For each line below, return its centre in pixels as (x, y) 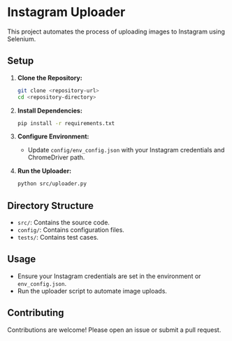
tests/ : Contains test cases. (58, 238)
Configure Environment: (53, 136)
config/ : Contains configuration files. (71, 230)
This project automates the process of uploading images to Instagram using (116, 31)
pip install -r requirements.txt (66, 123)
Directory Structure (51, 206)
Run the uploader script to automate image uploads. (92, 291)
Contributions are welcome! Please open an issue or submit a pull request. (114, 330)
